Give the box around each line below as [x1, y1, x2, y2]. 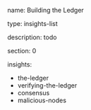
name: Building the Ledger [7, 6, 85, 14]
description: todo [7, 33, 57, 41]
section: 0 [7, 47, 37, 55]
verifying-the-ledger [17, 81, 78, 90]
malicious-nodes [17, 96, 67, 104]
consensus [17, 89, 50, 97]
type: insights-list [7, 20, 58, 27]
